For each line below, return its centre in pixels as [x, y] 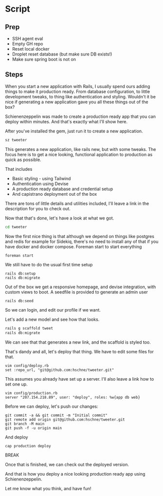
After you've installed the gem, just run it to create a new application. [74, 131]
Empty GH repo [27, 44]
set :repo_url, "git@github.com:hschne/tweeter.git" [60, 370]
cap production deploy [28, 446]
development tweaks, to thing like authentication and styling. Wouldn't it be [80, 96]
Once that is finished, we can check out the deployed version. [67, 465]
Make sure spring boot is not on [44, 59]
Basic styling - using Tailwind [41, 178]
